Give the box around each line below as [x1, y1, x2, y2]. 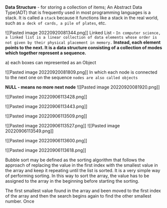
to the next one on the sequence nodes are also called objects [5, 75, 138, 80]
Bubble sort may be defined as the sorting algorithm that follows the [5, 157, 145, 163]
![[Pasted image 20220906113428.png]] [5, 94, 87, 100]
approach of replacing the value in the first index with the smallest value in [5, 162, 158, 168]
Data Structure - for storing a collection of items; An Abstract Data [5, 4, 143, 10]
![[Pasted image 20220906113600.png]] [5, 138, 87, 143]
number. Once [5, 199, 35, 204]
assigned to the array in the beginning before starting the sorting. [5, 178, 140, 184]
